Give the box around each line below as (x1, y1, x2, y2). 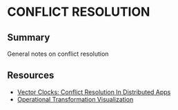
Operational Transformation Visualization (17, 95, 134, 103)
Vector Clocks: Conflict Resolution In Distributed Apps (17, 87, 171, 96)
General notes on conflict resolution (7, 49, 109, 58)
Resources (7, 69, 55, 81)
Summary (7, 32, 50, 43)
